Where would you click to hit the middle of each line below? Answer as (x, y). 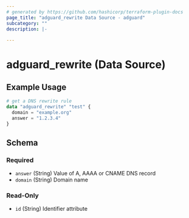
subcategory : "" (27, 23)
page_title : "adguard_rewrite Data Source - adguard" (76, 18)
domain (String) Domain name (51, 180)
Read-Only (23, 195)
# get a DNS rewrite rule (39, 101)
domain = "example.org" (42, 112)
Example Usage (36, 87)
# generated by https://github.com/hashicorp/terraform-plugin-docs (95, 12)
